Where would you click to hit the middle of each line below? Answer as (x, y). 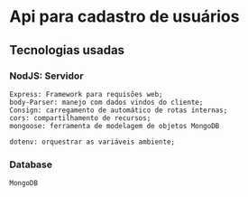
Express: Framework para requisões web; (87, 94)
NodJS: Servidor (46, 76)
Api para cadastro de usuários (124, 17)
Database (31, 164)
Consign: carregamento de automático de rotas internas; (119, 110)
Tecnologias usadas (67, 50)
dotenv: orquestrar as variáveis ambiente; (92, 142)
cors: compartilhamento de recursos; (80, 118)
